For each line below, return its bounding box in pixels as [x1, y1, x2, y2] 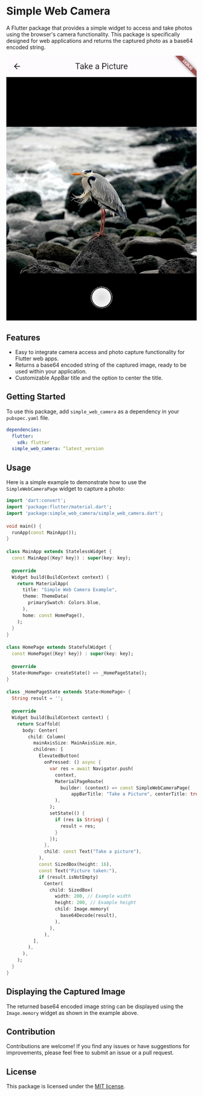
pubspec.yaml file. [6, 414, 50, 421]
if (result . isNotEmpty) [38, 874, 98, 880]
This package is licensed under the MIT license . [6, 1083, 126, 1090]
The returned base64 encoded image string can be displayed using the [6, 1003, 184, 1010]
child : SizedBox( [49, 887, 94, 893]
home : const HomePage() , [22, 612, 85, 619]
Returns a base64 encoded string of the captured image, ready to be [14, 361, 187, 369]
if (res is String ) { [54, 816, 110, 822]
